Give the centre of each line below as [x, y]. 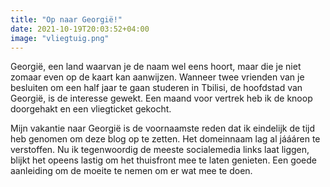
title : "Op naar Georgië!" [66, 19]
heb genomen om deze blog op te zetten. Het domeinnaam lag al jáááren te [165, 139]
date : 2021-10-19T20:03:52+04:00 [80, 29]
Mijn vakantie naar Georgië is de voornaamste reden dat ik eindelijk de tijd [163, 128]
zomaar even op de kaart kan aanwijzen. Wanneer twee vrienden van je [157, 77]
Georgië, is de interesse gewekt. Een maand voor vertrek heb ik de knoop [161, 98]
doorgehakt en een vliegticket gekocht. [91, 109]
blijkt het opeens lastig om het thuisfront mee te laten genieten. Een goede [164, 160]
